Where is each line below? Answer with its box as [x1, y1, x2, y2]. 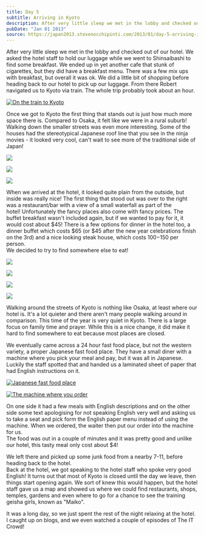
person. [6, 240, 26, 248]
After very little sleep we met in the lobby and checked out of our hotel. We [6, 48, 194, 55]
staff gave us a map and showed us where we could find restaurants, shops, [6, 485, 197, 492]
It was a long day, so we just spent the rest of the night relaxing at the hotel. [6, 510, 196, 517]
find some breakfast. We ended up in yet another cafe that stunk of [6, 61, 174, 69]
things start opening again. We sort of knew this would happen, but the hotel [6, 479, 198, 486]
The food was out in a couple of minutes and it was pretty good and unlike [6, 435, 192, 442]
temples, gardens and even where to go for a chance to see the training [6, 492, 186, 499]
